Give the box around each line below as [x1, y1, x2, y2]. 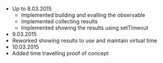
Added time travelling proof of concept [11, 50, 109, 56]
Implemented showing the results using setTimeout [21, 24, 149, 31]
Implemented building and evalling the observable [21, 11, 145, 19]
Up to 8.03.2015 [11, 5, 53, 12]
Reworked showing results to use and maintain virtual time [11, 37, 158, 44]
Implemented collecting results [21, 18, 98, 25]
